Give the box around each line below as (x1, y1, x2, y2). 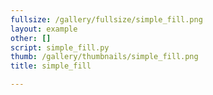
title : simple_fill (10, 61, 92, 71)
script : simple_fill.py (10, 42, 110, 53)
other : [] (10, 33, 52, 43)
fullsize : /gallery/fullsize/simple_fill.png (10, 14, 203, 25)
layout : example (10, 24, 78, 34)
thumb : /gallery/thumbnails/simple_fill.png (10, 52, 199, 62)
